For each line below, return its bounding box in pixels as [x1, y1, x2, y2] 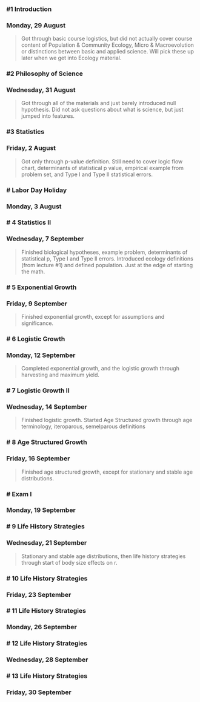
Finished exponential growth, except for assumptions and [21, 313, 165, 320]
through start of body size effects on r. [21, 559, 118, 566]
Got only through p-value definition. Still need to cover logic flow [21, 157, 183, 165]
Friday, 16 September [6, 454, 70, 463]
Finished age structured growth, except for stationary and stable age [21, 468, 193, 475]
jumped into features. [21, 112, 75, 120]
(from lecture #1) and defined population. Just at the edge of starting [21, 261, 193, 268]
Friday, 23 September [6, 590, 72, 599]
